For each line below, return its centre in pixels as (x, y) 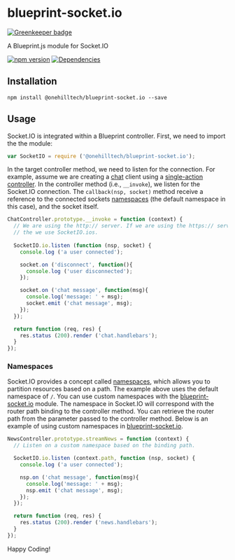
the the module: (30, 143)
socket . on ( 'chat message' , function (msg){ (84, 290)
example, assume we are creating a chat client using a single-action (105, 177)
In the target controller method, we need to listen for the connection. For (111, 169)
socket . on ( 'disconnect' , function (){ (76, 265)
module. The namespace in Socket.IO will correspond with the (124, 404)
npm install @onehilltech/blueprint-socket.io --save (87, 97)
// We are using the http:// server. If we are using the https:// (114, 226)
